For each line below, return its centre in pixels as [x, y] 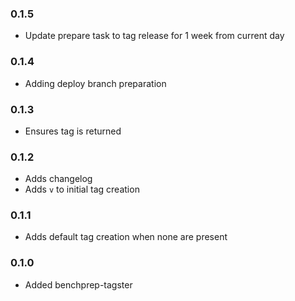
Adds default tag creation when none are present [126, 237]
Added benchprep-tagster [78, 284]
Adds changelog [58, 179]
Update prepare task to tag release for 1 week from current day [154, 36]
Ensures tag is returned [73, 131]
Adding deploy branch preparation [95, 83]
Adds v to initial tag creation [82, 189]
